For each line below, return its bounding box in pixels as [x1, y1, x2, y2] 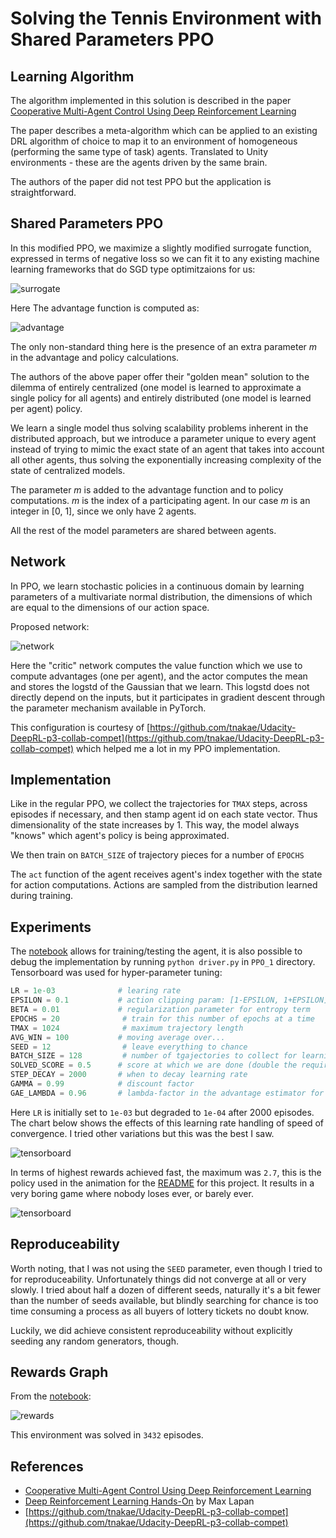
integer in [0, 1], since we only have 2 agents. [10, 505, 197, 517]
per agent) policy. [10, 402, 83, 414]
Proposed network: [10, 620, 90, 632]
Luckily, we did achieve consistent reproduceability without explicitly [10, 1324, 293, 1336]
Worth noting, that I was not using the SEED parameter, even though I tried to [10, 1262, 323, 1274]
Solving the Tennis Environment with [10, 7, 322, 30]
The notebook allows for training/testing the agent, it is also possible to [10, 945, 303, 957]
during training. [10, 890, 74, 902]
